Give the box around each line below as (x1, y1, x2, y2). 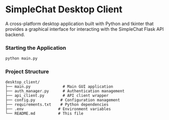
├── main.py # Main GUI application (5, 84, 114, 89)
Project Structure (5, 68, 49, 75)
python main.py (5, 56, 38, 61)
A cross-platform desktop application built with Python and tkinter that (5, 21, 154, 27)
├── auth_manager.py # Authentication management (5, 89, 125, 94)
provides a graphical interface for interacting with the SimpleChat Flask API (5, 26, 164, 32)
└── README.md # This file (5, 111, 83, 116)
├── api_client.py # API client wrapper (5, 93, 109, 98)
